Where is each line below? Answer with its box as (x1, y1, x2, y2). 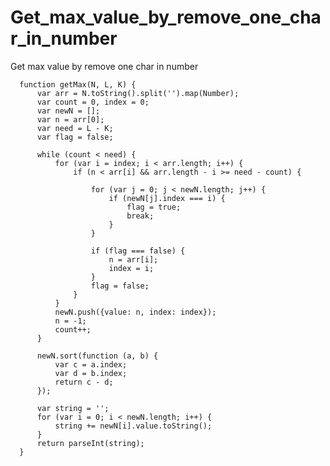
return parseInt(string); (36, 438, 145, 448)
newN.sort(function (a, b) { (36, 351, 159, 361)
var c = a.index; (54, 359, 128, 370)
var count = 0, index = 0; (36, 97, 150, 107)
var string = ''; (36, 403, 110, 413)
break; (126, 211, 155, 221)
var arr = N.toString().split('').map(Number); (36, 88, 240, 98)
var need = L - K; (36, 123, 114, 133)
